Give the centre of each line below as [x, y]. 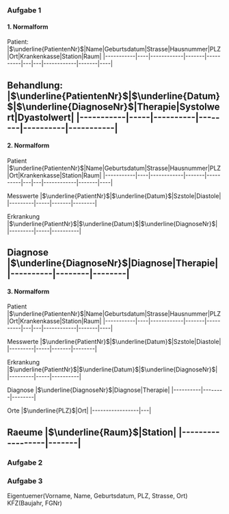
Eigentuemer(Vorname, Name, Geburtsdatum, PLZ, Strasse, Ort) [97, 495]
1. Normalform [28, 27]
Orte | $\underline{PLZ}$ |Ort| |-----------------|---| [79, 411]
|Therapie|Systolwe [177, 107]
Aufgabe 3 [25, 480]
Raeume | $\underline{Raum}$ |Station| [92, 432]
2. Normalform [28, 145]
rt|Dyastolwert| [41, 118]
